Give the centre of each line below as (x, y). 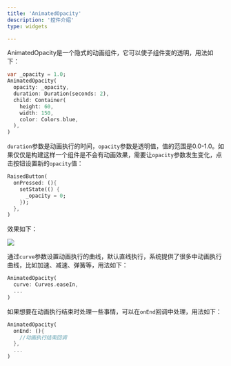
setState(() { (40, 189)
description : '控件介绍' (41, 20)
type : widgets (28, 26)
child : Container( (40, 100)
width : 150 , (37, 113)
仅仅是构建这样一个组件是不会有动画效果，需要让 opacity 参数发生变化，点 (118, 155)
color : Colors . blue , (49, 119)
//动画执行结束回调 (43, 337)
